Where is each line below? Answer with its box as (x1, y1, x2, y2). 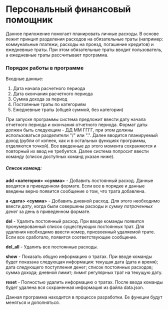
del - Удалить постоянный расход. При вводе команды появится (5, 218, 144, 224)
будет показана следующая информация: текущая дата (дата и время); (5, 259, 158, 265)
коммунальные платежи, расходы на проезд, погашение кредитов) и (5, 41, 154, 47)
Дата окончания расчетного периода (12, 91, 93, 97)
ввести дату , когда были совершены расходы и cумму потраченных (5, 203, 153, 209)
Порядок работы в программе (5, 64, 84, 71)
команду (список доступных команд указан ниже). (5, 153, 114, 159)
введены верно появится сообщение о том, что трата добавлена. (5, 188, 146, 194)
